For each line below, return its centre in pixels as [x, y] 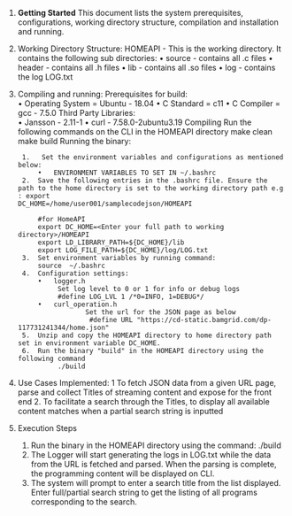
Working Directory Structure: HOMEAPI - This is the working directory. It [149, 49]
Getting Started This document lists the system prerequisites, [130, 13]
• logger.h [61, 281]
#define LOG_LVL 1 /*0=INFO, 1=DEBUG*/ [131, 297]
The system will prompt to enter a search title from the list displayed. [156, 483]
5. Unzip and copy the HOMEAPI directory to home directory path [146, 335]
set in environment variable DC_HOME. [89, 343]
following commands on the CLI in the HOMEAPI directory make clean [145, 131]
